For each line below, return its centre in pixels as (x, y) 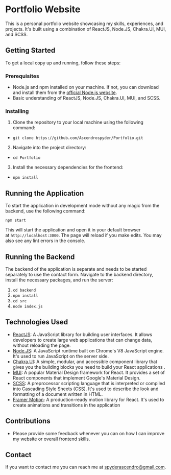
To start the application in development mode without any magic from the (82, 206)
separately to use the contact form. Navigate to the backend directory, (79, 274)
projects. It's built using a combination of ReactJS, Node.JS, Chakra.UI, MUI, (86, 29)
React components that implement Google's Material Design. (77, 378)
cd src (20, 301)
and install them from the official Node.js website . (65, 92)
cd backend (24, 290)
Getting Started (30, 50)
